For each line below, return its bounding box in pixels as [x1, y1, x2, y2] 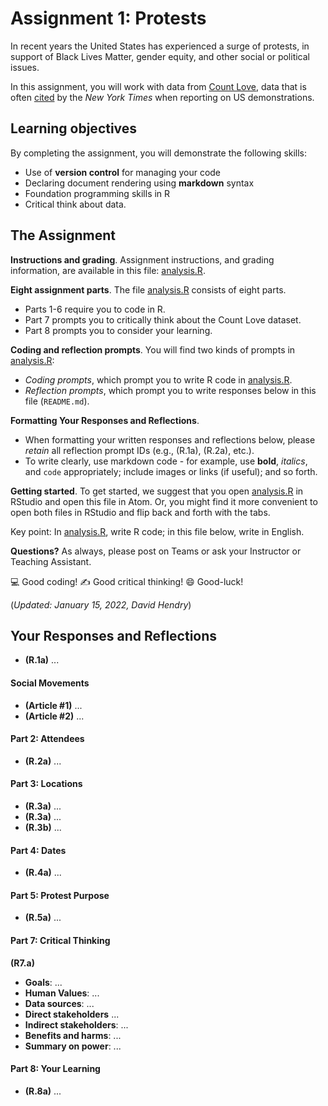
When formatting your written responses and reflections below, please [24, 433, 316, 446]
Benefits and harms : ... [24, 1029, 122, 1041]
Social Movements [10, 677, 90, 689]
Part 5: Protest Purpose [10, 889, 110, 901]
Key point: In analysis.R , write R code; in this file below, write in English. [10, 525, 305, 537]
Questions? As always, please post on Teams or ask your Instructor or [10, 545, 302, 557]
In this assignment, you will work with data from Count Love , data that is [10, 80, 307, 92]
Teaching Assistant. [10, 555, 92, 567]
